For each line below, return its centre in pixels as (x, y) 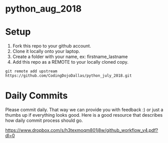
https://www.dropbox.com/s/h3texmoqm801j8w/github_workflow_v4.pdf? (82, 130)
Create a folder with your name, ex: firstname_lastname (70, 57)
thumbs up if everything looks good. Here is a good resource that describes (84, 115)
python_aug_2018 (43, 9)
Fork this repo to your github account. (52, 46)
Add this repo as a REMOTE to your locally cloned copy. (70, 62)
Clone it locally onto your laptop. (46, 52)
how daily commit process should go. (44, 121)
